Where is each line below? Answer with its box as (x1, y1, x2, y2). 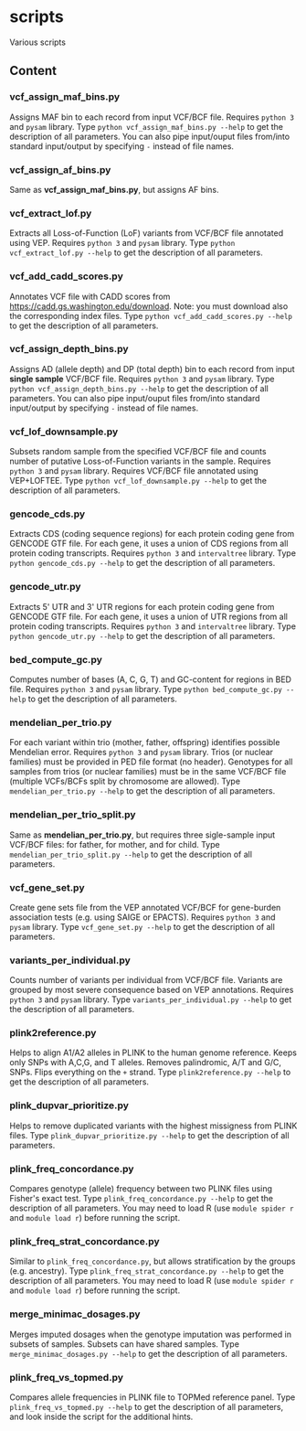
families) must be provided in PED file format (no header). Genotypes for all (9, 756, 293, 767)
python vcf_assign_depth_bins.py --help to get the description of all (9, 382, 269, 394)
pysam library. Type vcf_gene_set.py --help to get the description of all (9, 921, 276, 932)
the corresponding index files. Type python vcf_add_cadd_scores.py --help (9, 310, 292, 321)
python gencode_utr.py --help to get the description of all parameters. (9, 630, 276, 641)
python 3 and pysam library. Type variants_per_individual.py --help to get (9, 994, 292, 1005)
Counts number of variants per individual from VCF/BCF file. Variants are (9, 975, 283, 986)
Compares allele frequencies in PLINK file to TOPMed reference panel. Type (9, 1392, 296, 1403)
